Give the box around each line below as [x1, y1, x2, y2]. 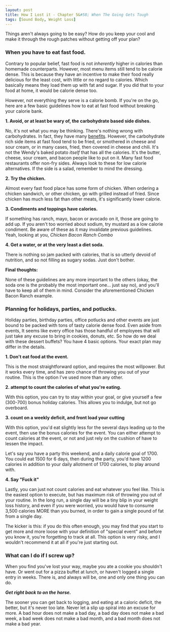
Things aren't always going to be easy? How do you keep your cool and [5, 31, 155, 37]
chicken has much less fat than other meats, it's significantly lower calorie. [5, 196, 161, 202]
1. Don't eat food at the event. [5, 353, 69, 359]
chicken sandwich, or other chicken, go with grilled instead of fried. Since [5, 190, 159, 196]
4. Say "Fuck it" [5, 476, 39, 482]
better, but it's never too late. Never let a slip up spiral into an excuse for [5, 605, 156, 611]
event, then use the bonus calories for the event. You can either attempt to [5, 429, 161, 436]
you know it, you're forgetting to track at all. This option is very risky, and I [5, 534, 160, 540]
